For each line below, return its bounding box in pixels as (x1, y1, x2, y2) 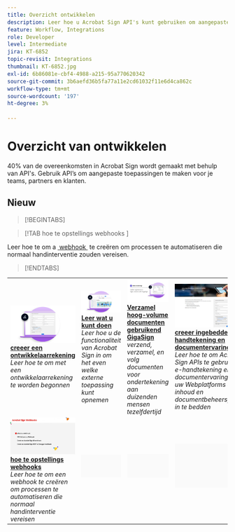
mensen (127, 400, 150, 409)
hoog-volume (127, 311, 169, 319)
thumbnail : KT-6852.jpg (7, 63, 77, 70)
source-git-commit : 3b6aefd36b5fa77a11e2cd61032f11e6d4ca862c (7, 78, 192, 85)
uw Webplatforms (174, 380, 226, 388)
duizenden (127, 393, 157, 401)
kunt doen (81, 321, 112, 329)
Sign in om (81, 351, 112, 360)
